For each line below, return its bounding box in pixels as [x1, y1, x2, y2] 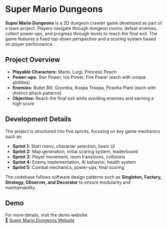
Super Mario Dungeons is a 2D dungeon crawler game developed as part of [5, 20, 162, 26]
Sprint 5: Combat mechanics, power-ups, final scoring [12, 164, 125, 170]
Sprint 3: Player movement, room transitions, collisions [12, 153, 126, 160]
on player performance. [5, 41, 54, 47]
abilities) [12, 79, 30, 85]
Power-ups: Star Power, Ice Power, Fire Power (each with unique [12, 74, 146, 80]
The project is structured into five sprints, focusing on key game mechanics [5, 128, 161, 134]
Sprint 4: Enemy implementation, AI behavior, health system [12, 159, 136, 165]
